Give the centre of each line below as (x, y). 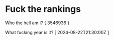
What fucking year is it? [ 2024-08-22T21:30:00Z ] (57, 32)
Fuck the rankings (43, 9)
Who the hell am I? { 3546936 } (37, 23)
